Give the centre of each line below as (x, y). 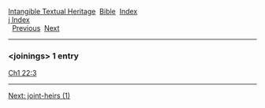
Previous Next (35, 28)
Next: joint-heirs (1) (39, 96)
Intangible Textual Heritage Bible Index (73, 11)
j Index (19, 20)
